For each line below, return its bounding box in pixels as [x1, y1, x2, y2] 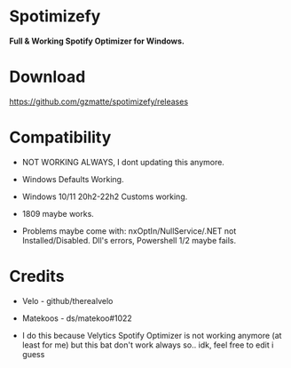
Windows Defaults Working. [21, 173, 124, 184]
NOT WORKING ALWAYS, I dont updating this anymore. [21, 156, 224, 167]
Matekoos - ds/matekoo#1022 [21, 313, 133, 324]
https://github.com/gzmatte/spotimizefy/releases [9, 96, 189, 107]
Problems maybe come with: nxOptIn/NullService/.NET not [21, 225, 237, 236]
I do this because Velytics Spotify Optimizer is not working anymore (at [21, 330, 282, 340]
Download [9, 67, 86, 87]
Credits [9, 267, 65, 286]
